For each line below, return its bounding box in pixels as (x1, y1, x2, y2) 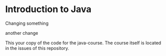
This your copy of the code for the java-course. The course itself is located (5, 39, 161, 46)
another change (5, 30, 38, 36)
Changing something (5, 20, 49, 26)
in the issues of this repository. (5, 45, 70, 51)
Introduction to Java (5, 4, 92, 15)
